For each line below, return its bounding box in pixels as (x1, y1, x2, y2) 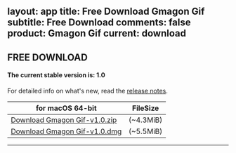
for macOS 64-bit (35, 103, 97, 113)
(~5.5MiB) (129, 126, 163, 136)
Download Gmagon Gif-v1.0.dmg (11, 126, 122, 136)
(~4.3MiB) (129, 115, 163, 125)
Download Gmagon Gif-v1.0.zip (11, 115, 117, 125)
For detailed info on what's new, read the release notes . (7, 86, 169, 95)
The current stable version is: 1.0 (7, 71, 105, 79)
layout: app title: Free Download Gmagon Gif (7, 6, 205, 18)
